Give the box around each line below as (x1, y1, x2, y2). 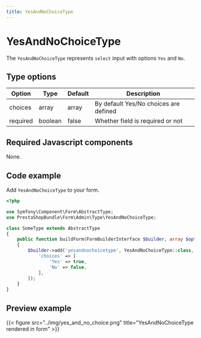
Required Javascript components (6, 137, 133, 147)
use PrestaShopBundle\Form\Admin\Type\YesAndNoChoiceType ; (6, 214, 157, 221)
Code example (6, 170, 62, 180)
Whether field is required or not (95, 117, 182, 125)
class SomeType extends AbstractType (6, 225, 100, 231)
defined (95, 107, 117, 116)
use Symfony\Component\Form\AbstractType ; (6, 209, 114, 215)
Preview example (6, 303, 72, 313)
